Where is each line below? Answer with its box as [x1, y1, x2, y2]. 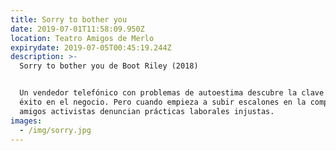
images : [10, 116, 43, 126]
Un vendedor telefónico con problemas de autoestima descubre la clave [19, 88, 325, 98]
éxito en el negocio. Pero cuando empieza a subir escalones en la [19, 97, 307, 107]
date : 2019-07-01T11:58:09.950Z [10, 24, 145, 34]
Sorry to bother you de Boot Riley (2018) [19, 61, 199, 71]
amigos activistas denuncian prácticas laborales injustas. [19, 106, 275, 116]
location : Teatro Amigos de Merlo [10, 33, 155, 43]
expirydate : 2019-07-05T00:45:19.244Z [10, 42, 172, 53]
